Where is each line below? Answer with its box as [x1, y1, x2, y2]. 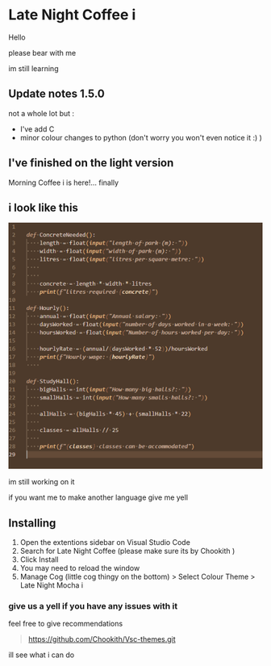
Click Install [19, 555, 59, 564]
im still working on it [8, 477, 75, 487]
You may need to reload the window [19, 563, 140, 573]
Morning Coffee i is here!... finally [8, 178, 119, 187]
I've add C [19, 124, 55, 134]
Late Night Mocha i [19, 580, 83, 590]
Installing [8, 516, 56, 530]
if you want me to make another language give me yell [8, 492, 188, 502]
